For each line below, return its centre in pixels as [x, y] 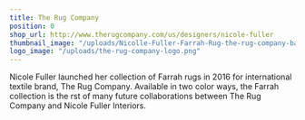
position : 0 [32, 26]
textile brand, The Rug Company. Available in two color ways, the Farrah [144, 87]
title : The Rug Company [54, 18]
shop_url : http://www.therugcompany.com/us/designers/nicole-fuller [142, 34]
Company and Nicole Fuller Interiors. [78, 106]
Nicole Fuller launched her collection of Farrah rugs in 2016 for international [151, 77]
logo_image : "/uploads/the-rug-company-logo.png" [105, 51]
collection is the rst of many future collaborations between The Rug [135, 97]
